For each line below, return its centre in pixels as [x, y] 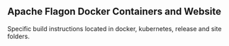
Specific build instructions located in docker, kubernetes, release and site [114, 28]
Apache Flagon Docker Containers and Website [114, 12]
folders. [18, 36]
